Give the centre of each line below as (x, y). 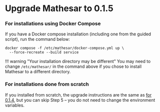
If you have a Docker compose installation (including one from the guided (78, 34)
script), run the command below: (37, 39)
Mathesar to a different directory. (38, 72)
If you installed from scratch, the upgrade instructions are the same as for (78, 95)
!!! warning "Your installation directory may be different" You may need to (78, 62)
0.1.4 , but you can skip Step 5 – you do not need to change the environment (80, 100)
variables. (15, 105)
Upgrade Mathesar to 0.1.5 (59, 8)
